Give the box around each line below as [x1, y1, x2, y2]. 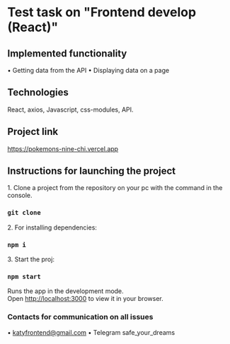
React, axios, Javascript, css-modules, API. [7, 105, 134, 114]
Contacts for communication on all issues [7, 312, 154, 322]
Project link [7, 126, 59, 138]
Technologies [7, 86, 69, 99]
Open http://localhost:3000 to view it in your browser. [7, 295, 164, 303]
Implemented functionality [7, 47, 127, 59]
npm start [7, 273, 41, 280]
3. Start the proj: [7, 255, 55, 263]
